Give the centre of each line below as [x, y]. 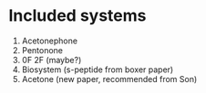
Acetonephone [50, 41]
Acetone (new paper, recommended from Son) [109, 79]
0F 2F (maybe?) [51, 60]
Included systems [77, 16]
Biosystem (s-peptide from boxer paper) [98, 70]
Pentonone [42, 50]
